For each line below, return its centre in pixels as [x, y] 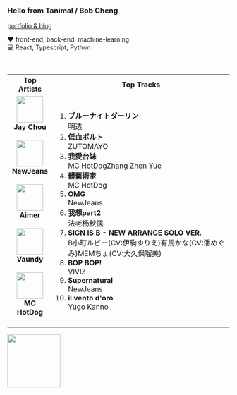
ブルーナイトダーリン [103, 116]
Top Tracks [141, 85]
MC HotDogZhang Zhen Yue [115, 166]
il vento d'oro [91, 298]
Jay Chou [30, 127]
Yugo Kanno [89, 307]
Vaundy [30, 260]
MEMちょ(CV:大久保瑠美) [120, 254]
